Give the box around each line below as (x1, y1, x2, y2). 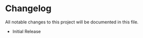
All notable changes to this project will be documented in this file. (5, 19, 139, 25)
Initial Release (12, 28, 41, 34)
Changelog (5, 3, 52, 14)
